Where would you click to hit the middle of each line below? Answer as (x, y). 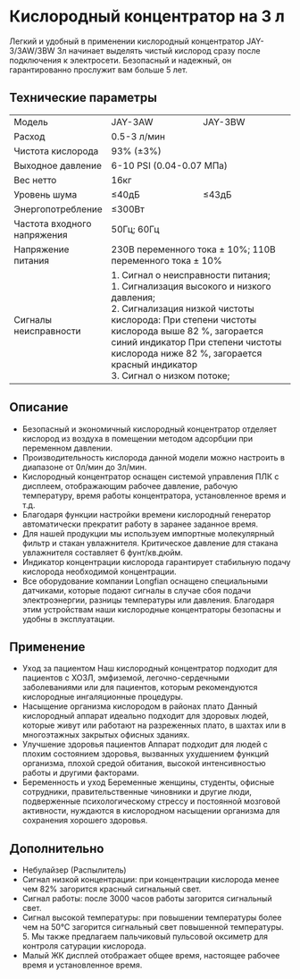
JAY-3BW (224, 122)
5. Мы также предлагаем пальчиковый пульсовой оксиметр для (145, 937)
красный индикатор (154, 364)
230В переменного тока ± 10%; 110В (194, 249)
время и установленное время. (82, 965)
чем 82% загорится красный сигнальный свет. (112, 889)
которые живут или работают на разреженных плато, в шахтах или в (154, 725)
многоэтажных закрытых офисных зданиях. (106, 735)
